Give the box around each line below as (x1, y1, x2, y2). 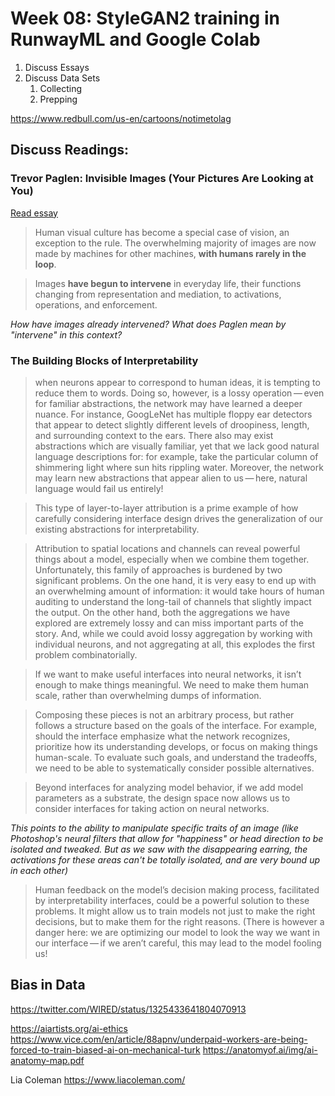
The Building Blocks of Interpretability (10, 353, 199, 367)
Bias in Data (10, 977, 86, 994)
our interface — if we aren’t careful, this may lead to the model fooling (34, 937, 322, 949)
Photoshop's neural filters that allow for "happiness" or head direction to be (10, 832, 324, 844)
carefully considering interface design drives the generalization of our (34, 512, 323, 524)
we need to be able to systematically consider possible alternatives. (34, 762, 315, 774)
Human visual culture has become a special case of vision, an (34, 226, 290, 238)
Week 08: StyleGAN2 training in (10, 7, 280, 30)
